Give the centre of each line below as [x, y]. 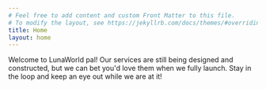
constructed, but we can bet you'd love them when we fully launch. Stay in [130, 69]
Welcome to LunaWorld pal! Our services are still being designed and [121, 60]
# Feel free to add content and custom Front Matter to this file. [122, 15]
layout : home [30, 37]
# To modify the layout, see [56, 23]
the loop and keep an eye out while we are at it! [85, 76]
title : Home [28, 30]
